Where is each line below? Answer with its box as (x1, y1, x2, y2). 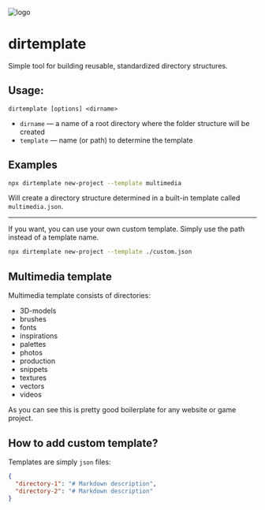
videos (19, 390, 42, 400)
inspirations (19, 331, 58, 341)
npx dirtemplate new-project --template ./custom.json (8, 248, 192, 256)
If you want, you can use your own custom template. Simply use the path (8, 225, 245, 234)
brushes (19, 315, 47, 324)
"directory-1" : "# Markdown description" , (15, 479, 157, 488)
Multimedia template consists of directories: (8, 291, 151, 300)
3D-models (19, 306, 57, 315)
